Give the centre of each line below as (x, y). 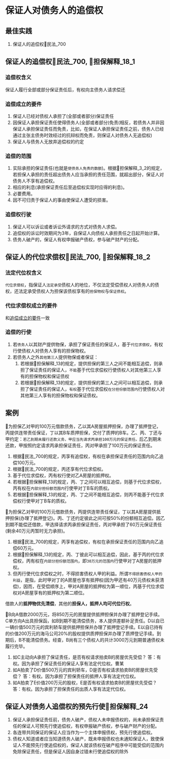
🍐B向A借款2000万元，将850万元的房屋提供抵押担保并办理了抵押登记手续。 (84, 614)
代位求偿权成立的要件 (31, 306)
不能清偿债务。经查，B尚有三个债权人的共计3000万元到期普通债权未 (93, 640)
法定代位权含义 (24, 272)
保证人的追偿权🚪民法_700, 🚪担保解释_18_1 (70, 62)
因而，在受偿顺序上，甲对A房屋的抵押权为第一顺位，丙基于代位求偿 (94, 586)
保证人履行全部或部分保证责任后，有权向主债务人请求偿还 (65, 89)
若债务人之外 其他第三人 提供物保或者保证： (56, 357)
